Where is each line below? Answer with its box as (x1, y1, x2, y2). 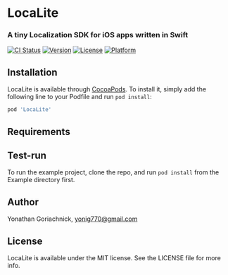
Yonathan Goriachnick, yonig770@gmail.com (7, 215, 138, 223)
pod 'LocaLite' (7, 106, 52, 113)
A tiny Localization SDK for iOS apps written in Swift (7, 30, 189, 40)
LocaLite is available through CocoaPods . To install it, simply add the (7, 85, 206, 94)
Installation (7, 66, 58, 78)
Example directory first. (7, 176, 75, 184)
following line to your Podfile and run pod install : (7, 93, 153, 101)
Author (7, 196, 39, 208)
